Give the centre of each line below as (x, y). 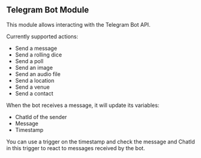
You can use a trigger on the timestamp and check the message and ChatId (101, 142)
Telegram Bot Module (48, 10)
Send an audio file (38, 74)
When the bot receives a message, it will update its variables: (83, 105)
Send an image (34, 67)
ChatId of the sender (41, 117)
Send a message (36, 48)
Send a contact (34, 93)
